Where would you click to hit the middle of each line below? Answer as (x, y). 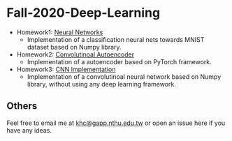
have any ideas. (29, 130)
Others (22, 106)
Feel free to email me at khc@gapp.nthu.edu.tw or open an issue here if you (116, 123)
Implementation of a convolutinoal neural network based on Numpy (124, 76)
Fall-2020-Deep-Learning (84, 13)
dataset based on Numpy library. (74, 47)
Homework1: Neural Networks (60, 32)
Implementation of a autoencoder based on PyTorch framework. (119, 61)
